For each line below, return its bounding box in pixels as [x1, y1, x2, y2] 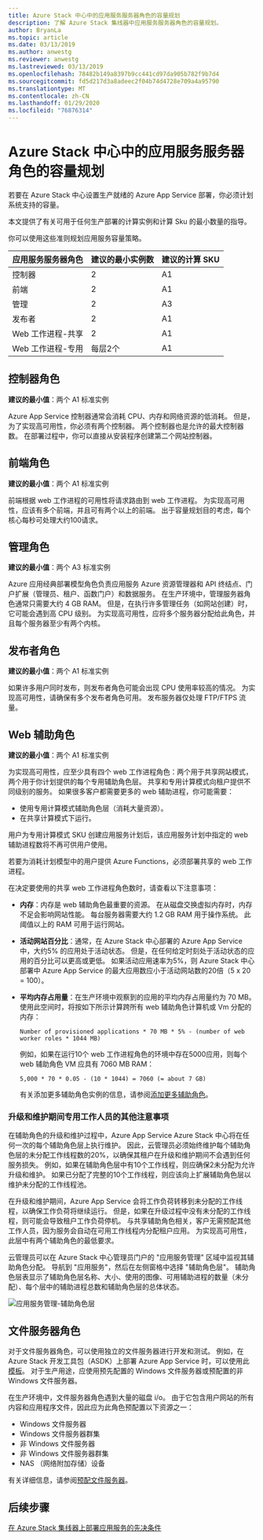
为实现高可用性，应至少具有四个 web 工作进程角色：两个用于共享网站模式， [8, 767, 253, 776]
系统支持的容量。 [8, 200, 64, 209]
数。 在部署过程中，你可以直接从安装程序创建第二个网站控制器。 [8, 430, 217, 441]
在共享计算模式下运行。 [19, 814, 96, 822]
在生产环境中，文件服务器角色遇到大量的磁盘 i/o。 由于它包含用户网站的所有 [8, 1393, 254, 1402]
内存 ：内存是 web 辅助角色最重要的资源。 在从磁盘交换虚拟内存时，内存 [19, 900, 253, 909]
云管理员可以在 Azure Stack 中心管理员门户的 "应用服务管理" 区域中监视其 [8, 1253, 247, 1262]
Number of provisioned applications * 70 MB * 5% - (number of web [19, 1028, 245, 1036]
